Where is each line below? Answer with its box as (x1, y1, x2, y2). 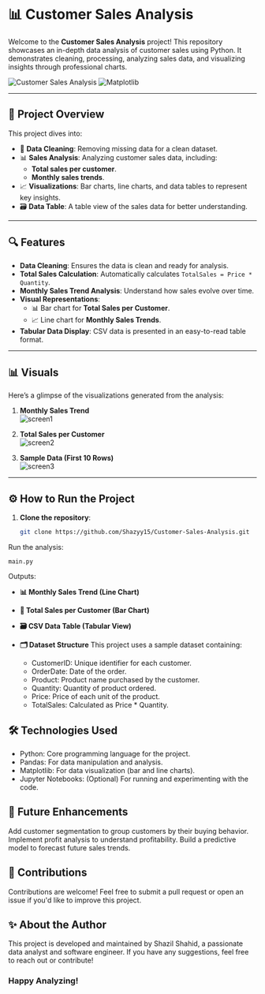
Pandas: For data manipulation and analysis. (19, 757, 163, 767)
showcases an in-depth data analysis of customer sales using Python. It (8, 45, 242, 54)
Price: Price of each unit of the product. (31, 692, 160, 701)
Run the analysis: (8, 543, 64, 552)
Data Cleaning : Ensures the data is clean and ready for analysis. (19, 260, 229, 270)
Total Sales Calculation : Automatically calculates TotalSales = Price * (19, 269, 252, 278)
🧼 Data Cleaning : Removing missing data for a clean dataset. (19, 144, 218, 153)
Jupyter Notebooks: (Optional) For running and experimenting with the (19, 774, 248, 783)
